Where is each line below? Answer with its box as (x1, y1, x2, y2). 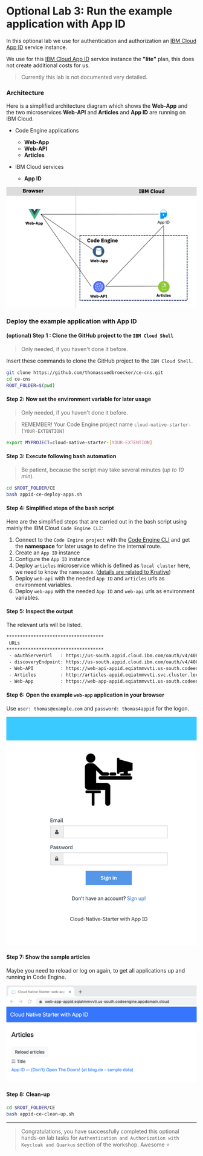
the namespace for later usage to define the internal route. (14, 542, 162, 550)
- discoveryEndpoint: (8, 659, 63, 665)
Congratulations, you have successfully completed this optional (21, 1128, 179, 1135)
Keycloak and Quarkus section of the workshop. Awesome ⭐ (21, 1141, 170, 1148)
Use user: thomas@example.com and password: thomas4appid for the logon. (6, 705, 190, 712)
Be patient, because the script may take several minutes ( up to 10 (21, 466, 184, 473)
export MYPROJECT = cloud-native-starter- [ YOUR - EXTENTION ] (6, 439, 153, 445)
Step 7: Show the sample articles (6, 953, 91, 961)
